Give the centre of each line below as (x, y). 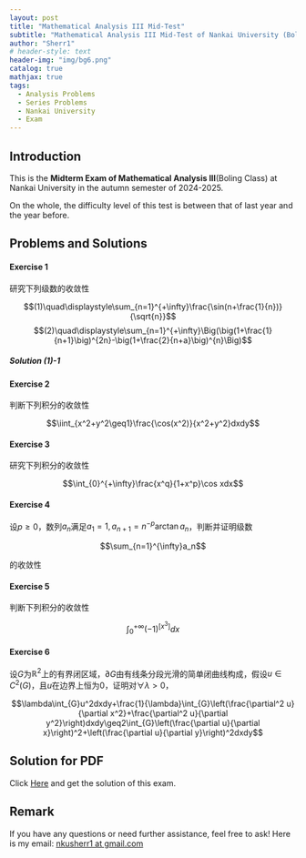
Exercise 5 (30, 586)
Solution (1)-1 (35, 361)
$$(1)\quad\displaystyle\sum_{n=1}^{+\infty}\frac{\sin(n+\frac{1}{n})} (153, 307)
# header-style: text (51, 52)
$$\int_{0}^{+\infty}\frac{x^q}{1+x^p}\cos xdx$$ (153, 484)
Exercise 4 (30, 504)
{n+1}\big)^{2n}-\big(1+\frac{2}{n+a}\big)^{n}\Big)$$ (153, 340)
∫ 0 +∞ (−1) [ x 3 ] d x (153, 629)
